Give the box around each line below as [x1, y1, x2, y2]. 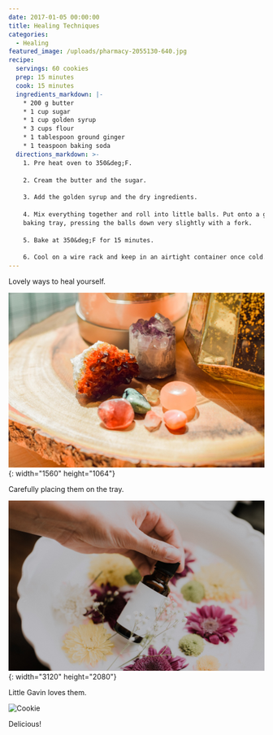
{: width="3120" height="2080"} [8, 672, 117, 682]
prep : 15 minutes [15, 73, 75, 81]
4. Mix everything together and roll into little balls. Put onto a [23, 211, 260, 219]
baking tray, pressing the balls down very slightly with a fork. [23, 219, 253, 227]
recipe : [8, 56, 35, 64]
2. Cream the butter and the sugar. [23, 176, 148, 185]
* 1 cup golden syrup [23, 116, 96, 124]
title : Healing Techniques [8, 21, 100, 30]
